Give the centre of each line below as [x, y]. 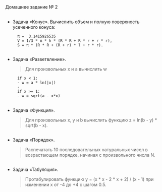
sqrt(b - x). [36, 125]
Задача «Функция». [34, 110]
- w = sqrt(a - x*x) [39, 96]
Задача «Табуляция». [35, 170]
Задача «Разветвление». [39, 59]
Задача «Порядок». [34, 140]
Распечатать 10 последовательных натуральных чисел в [86, 149]
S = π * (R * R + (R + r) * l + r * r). [60, 45]
